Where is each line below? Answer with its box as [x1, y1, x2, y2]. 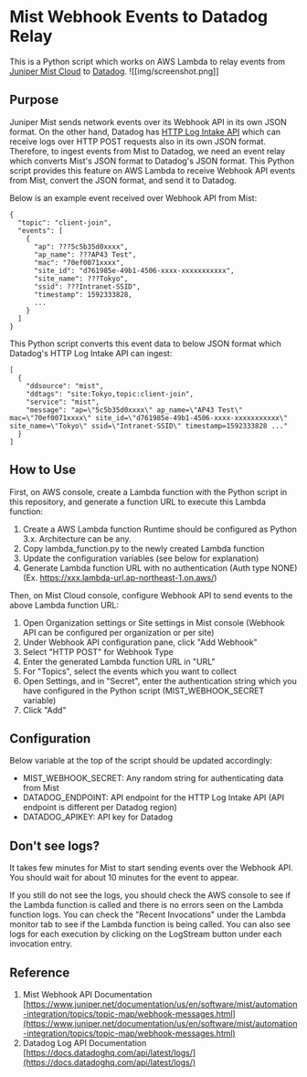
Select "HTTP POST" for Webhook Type [22, 646, 174, 657]
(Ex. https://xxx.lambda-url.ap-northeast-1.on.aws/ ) [22, 572, 217, 583]
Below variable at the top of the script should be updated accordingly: [9, 755, 272, 766]
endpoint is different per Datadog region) [22, 802, 178, 813]
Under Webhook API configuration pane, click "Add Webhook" [22, 637, 258, 648]
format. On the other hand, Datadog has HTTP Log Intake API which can [9, 126, 281, 137]
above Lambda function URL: [9, 599, 119, 610]
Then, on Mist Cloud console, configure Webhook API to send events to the [9, 589, 293, 600]
